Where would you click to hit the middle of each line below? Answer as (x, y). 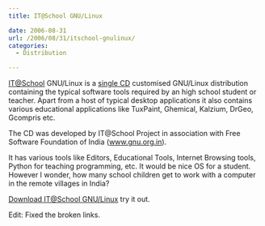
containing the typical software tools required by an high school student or (132, 92)
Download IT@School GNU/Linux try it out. (80, 199)
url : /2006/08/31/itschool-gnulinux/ (72, 38)
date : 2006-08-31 (38, 30)
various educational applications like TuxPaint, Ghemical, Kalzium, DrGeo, (131, 109)
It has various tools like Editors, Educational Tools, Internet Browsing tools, (132, 158)
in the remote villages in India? (59, 184)
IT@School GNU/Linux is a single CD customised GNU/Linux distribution (128, 83)
